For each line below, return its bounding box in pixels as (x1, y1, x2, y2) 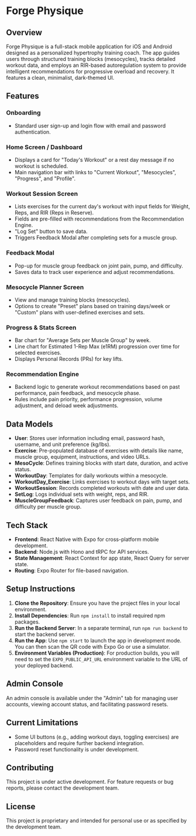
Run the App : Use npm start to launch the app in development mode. (14, 637, 182, 644)
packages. (14, 618, 40, 625)
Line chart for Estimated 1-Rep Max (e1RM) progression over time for (14, 343, 180, 350)
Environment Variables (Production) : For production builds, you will (14, 649, 180, 656)
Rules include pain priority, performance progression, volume (14, 396, 163, 403)
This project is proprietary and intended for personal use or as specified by (6, 817, 187, 824)
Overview (6, 28, 43, 38)
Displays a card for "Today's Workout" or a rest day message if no (14, 156, 174, 163)
